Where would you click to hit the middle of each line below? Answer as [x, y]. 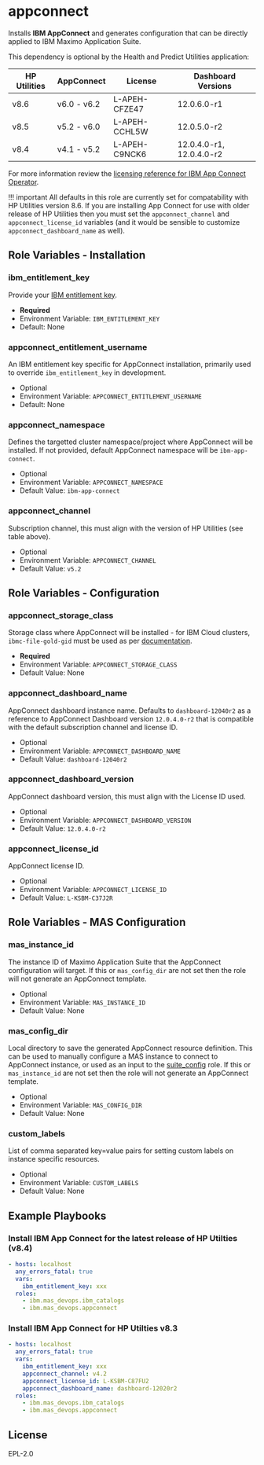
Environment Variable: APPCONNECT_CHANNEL [88, 560]
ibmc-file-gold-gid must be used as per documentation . [100, 641]
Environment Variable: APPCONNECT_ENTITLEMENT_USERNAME [110, 396]
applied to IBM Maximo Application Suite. [75, 41]
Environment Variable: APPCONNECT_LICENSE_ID [93, 890]
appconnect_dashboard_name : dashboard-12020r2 [100, 1388]
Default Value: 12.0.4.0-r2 [62, 828]
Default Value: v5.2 [50, 568]
